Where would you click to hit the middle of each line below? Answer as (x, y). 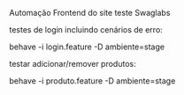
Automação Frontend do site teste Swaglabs (90, 13)
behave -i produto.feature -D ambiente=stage (92, 81)
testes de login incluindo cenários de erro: (86, 29)
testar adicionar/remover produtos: (73, 64)
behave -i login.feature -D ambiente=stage (87, 47)
